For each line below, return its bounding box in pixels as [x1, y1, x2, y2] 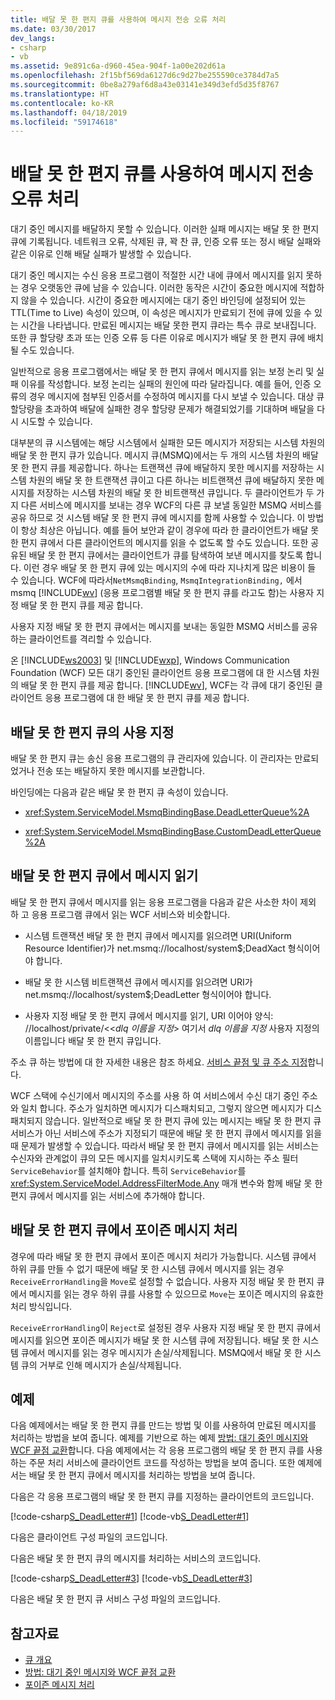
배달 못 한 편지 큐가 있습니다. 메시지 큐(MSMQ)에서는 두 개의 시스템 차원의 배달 [10, 449, 319, 461]
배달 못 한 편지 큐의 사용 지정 [10, 724, 175, 741]
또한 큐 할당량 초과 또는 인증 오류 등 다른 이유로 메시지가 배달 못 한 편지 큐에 [10, 332, 306, 344]
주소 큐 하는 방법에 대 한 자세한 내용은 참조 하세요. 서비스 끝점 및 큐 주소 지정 [10, 1056, 308, 1068]
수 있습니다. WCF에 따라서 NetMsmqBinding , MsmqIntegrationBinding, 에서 [10, 574, 303, 586]
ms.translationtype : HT [10, 89, 110, 99]
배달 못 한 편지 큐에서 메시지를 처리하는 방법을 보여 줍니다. [28, 1469, 256, 1481]
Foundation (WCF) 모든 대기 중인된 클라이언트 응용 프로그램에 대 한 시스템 [10, 667, 302, 679]
